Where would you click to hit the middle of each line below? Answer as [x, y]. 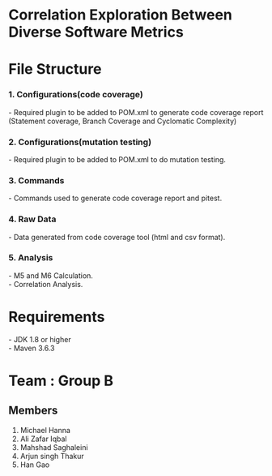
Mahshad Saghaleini [54, 447]
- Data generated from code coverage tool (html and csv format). [117, 237]
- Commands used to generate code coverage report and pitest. [115, 198]
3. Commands [36, 180]
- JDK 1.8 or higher [40, 339]
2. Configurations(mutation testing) [80, 142]
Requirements [57, 317]
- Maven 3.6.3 [32, 348]
